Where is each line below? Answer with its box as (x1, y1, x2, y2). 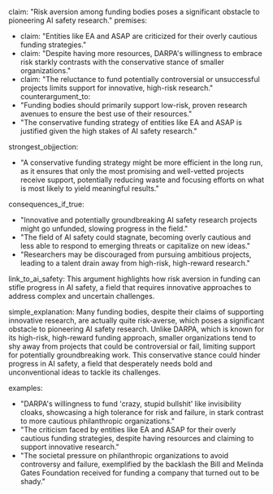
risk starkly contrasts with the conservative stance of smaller (19, 57, 225, 67)
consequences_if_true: (8, 199, 84, 209)
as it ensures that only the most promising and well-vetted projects (19, 167, 245, 175)
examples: (8, 383, 43, 392)
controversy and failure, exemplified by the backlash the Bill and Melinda (19, 459, 264, 469)
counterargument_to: (19, 92, 91, 101)
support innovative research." (19, 442, 119, 452)
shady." (19, 477, 46, 486)
